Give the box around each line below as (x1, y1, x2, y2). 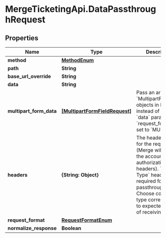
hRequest (5, 14, 45, 25)
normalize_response (7, 225, 57, 232)
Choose (136, 190, 155, 197)
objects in (136, 102, 159, 108)
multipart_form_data (7, 108, 57, 115)
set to (136, 126, 150, 133)
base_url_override (7, 73, 51, 80)
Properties (5, 34, 39, 42)
